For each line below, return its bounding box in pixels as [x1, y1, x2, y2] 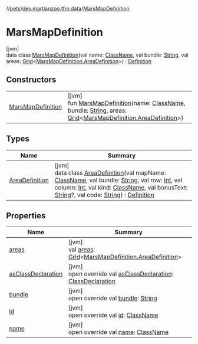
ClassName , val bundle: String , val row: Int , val [54, 176, 183, 184]
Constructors [6, 75, 57, 85]
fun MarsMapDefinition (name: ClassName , [67, 99, 186, 107]
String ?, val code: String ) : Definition [54, 191, 154, 199]
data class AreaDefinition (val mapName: [54, 168, 166, 176]
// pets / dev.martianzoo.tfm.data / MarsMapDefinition [6, 5, 130, 12]
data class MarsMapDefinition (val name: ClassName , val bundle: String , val [6, 51, 189, 58]
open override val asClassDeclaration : [68, 270, 174, 278]
